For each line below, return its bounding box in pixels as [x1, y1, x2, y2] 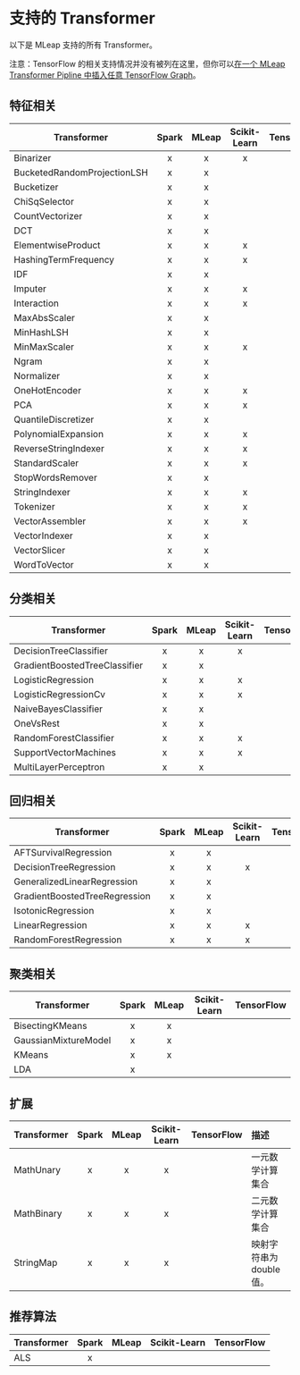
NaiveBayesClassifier [13, 703, 104, 715]
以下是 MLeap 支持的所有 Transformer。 [9, 39, 158, 50]
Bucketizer [13, 181, 59, 193]
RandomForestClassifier [13, 731, 114, 744]
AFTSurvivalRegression [13, 847, 112, 859]
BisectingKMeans [13, 1020, 87, 1033]
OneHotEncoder [13, 384, 82, 396]
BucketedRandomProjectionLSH [13, 166, 149, 179]
